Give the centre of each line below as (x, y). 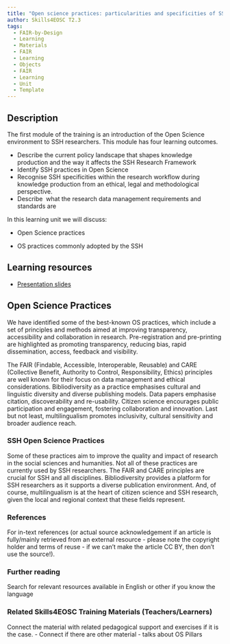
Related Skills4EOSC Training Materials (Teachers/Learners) (110, 612)
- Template (29, 90)
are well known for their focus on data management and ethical (96, 379)
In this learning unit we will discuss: (57, 219)
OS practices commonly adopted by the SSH (80, 246)
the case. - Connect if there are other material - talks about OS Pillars (105, 634)
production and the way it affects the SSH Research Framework (106, 162)
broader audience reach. (42, 423)
